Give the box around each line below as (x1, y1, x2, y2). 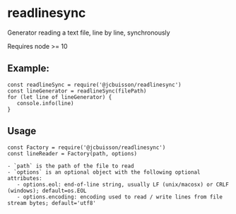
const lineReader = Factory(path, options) (7, 150, 138, 157)
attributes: (7, 174, 42, 182)
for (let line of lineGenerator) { (7, 93, 112, 100)
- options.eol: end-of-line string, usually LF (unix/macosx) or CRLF (16, 181, 230, 188)
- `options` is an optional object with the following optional (7, 168, 201, 176)
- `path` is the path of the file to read (7, 162, 134, 170)
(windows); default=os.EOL (7, 187, 87, 194)
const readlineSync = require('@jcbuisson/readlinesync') (7, 81, 182, 88)
